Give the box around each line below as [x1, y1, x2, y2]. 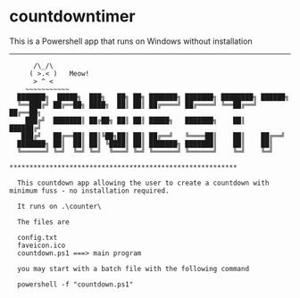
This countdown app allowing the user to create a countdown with [17, 178, 270, 187]
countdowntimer [9, 6, 136, 27]
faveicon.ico [17, 241, 66, 250]
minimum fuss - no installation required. [9, 186, 170, 195]
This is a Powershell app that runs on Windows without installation [9, 36, 253, 46]
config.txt [17, 233, 58, 242]
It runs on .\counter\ [17, 202, 102, 211]
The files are [17, 217, 70, 227]
